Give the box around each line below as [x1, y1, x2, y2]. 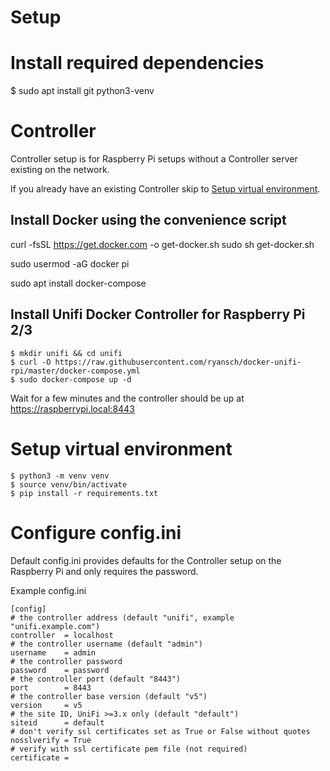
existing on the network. [10, 164, 110, 176]
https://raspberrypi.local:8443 [10, 402, 135, 415]
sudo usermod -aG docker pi [10, 257, 130, 270]
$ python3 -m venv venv [10, 471, 110, 481]
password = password [10, 665, 110, 675]
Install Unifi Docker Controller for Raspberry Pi [10, 306, 306, 323]
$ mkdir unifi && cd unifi [10, 348, 123, 358]
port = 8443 [10, 682, 92, 693]
